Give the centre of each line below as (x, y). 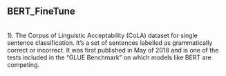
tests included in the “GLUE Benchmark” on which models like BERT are (110, 57)
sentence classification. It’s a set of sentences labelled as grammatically (110, 42)
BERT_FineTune (41, 11)
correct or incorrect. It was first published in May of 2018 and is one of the (113, 50)
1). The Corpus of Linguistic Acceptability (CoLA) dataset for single (103, 35)
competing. (23, 64)
